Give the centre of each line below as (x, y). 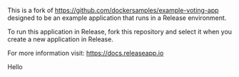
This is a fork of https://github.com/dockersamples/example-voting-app (113, 10)
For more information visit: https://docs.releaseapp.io (86, 53)
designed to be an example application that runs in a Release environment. (117, 18)
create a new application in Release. (61, 39)
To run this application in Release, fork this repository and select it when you (120, 32)
